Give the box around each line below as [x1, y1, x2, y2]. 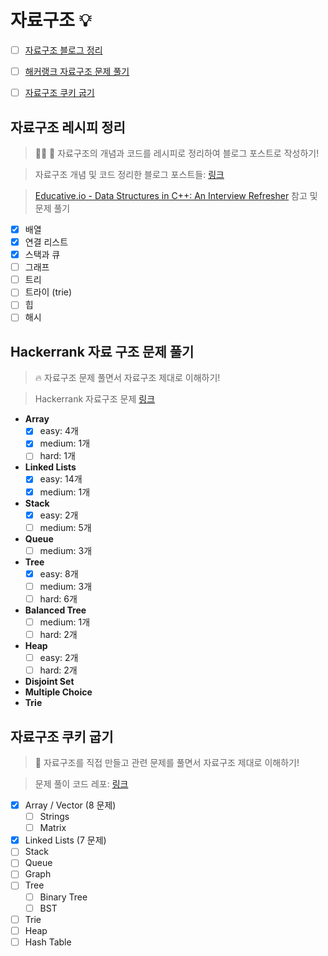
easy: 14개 [39, 473, 83, 485]
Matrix [39, 822, 67, 834]
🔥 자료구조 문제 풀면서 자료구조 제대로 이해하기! [34, 372, 221, 384]
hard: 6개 [39, 592, 78, 605]
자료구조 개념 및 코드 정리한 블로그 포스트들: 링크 [34, 168, 225, 180]
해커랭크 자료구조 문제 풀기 [24, 66, 130, 77]
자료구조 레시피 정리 [10, 119, 126, 136]
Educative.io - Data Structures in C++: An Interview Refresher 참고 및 [34, 189, 318, 201]
